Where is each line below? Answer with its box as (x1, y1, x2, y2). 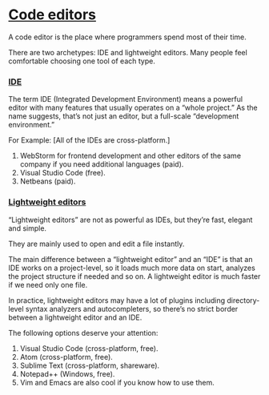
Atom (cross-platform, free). (19, 352, 114, 361)
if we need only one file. (8, 280, 88, 289)
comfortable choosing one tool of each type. (8, 56, 156, 66)
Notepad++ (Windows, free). (19, 369, 115, 378)
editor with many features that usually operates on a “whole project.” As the (8, 103, 258, 113)
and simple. (8, 223, 46, 233)
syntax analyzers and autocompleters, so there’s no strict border (25, 304, 239, 313)
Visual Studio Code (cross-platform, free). (19, 343, 159, 353)
